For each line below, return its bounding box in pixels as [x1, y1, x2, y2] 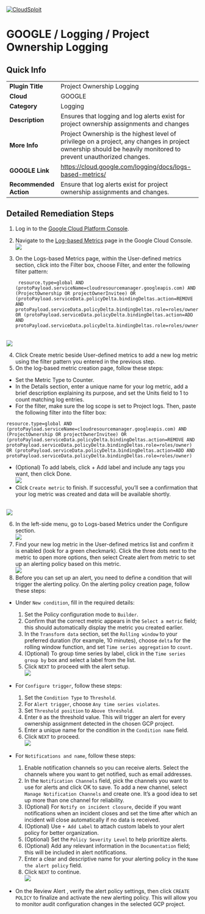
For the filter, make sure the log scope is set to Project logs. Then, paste [15, 402, 196, 409]
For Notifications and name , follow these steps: [15, 752, 136, 760]
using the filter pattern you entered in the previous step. [15, 357, 156, 365]
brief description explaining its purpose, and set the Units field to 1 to [15, 389, 189, 397]
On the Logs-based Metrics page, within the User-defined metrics [15, 254, 182, 262]
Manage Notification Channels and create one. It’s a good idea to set [24, 790, 198, 797]
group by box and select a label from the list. [24, 656, 136, 663]
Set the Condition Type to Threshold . [24, 693, 117, 701]
